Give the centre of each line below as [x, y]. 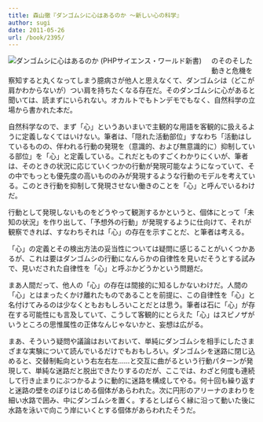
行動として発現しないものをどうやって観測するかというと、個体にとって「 [128, 213]
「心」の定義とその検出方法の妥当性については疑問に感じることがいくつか [128, 249]
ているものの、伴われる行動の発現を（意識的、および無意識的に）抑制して [128, 146]
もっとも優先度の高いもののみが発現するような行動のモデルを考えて [139, 176]
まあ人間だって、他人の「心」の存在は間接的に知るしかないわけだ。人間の [128, 285]
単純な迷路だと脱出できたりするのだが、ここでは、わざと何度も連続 [145, 371]
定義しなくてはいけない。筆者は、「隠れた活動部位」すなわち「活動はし [137, 137]
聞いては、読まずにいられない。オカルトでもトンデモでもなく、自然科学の [128, 100]
